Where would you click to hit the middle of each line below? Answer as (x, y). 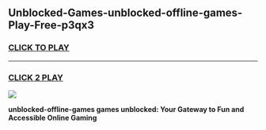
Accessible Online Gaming (53, 117)
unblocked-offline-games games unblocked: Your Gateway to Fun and (126, 109)
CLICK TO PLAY (39, 48)
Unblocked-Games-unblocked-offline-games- (125, 13)
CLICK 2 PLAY (36, 77)
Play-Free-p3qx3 (51, 26)
